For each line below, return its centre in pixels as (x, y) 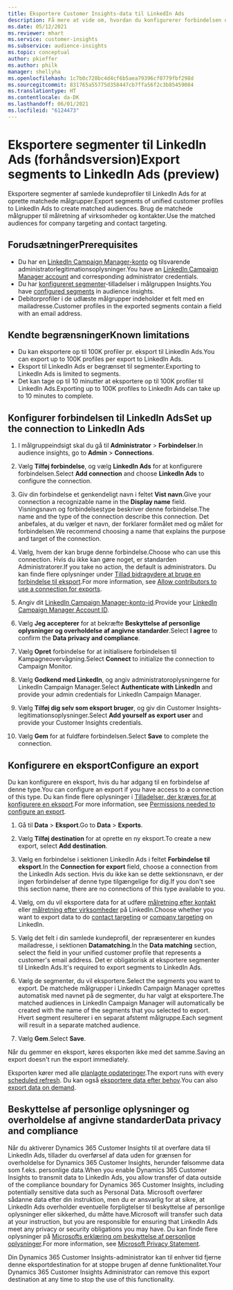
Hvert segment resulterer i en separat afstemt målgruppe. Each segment (120, 1017)
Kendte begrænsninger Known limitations (99, 335)
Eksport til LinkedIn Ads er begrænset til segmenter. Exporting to (109, 367)
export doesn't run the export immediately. (69, 1059)
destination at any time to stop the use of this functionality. (91, 1279)
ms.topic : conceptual (39, 53)
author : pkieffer (33, 59)
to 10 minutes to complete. (56, 396)
